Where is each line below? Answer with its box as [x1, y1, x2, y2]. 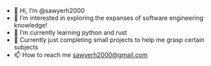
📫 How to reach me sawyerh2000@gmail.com [13, 51, 148, 58]
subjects [13, 43, 39, 51]
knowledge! [13, 21, 48, 29]
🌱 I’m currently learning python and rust [13, 28, 127, 36]
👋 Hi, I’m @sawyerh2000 [13, 7, 85, 14]
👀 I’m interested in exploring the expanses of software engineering [13, 14, 204, 22]
